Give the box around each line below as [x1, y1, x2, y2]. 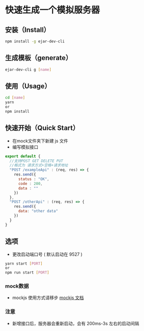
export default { [5, 153, 41, 159]
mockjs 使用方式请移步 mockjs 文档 [12, 295, 84, 301]
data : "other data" [18, 209, 58, 214]
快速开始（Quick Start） [5, 124, 80, 132]
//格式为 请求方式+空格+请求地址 [9, 163, 68, 168]
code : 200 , [18, 181, 43, 186]
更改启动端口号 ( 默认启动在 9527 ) [12, 251, 83, 257]
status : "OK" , [18, 177, 50, 182]
